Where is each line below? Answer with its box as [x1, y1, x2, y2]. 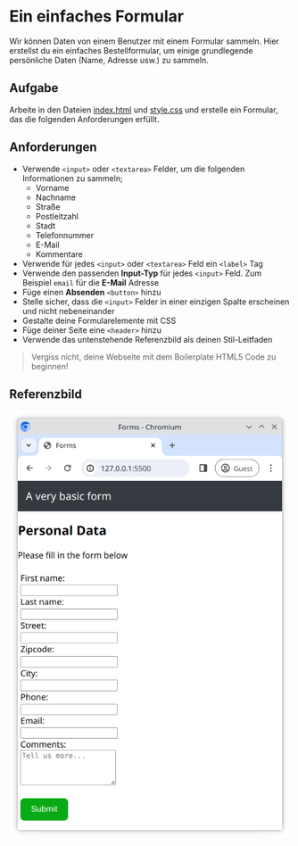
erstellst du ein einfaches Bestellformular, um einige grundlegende [9, 45, 253, 55]
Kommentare [35, 248, 83, 260]
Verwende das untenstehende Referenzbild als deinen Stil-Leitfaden [21, 334, 273, 344]
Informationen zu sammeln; [21, 172, 123, 184]
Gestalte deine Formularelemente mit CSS [21, 315, 177, 326]
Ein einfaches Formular [9, 6, 185, 27]
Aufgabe [9, 80, 59, 95]
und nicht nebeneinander [21, 305, 115, 316]
